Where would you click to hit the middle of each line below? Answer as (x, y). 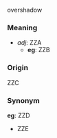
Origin (18, 68)
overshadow (25, 10)
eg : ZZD (19, 115)
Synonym (23, 100)
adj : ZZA (29, 43)
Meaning (22, 27)
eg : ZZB (38, 50)
